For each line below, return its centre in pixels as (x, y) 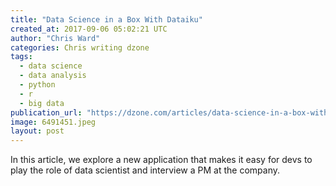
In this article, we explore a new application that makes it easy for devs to (161, 160)
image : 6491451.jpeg (53, 122)
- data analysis (53, 76)
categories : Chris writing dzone (80, 47)
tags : (21, 57)
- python (37, 85)
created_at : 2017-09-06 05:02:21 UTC (89, 29)
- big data (42, 103)
